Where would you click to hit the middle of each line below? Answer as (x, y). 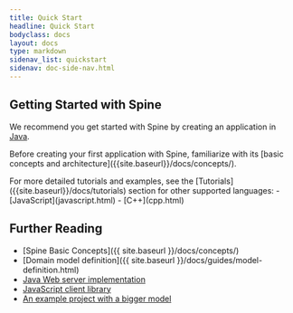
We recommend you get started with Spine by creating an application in (143, 127)
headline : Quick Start (52, 26)
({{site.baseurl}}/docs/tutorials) (68, 190)
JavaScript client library (66, 289)
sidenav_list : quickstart (58, 60)
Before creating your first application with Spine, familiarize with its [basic (146, 154)
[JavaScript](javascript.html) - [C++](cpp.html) (97, 200)
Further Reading (56, 228)
